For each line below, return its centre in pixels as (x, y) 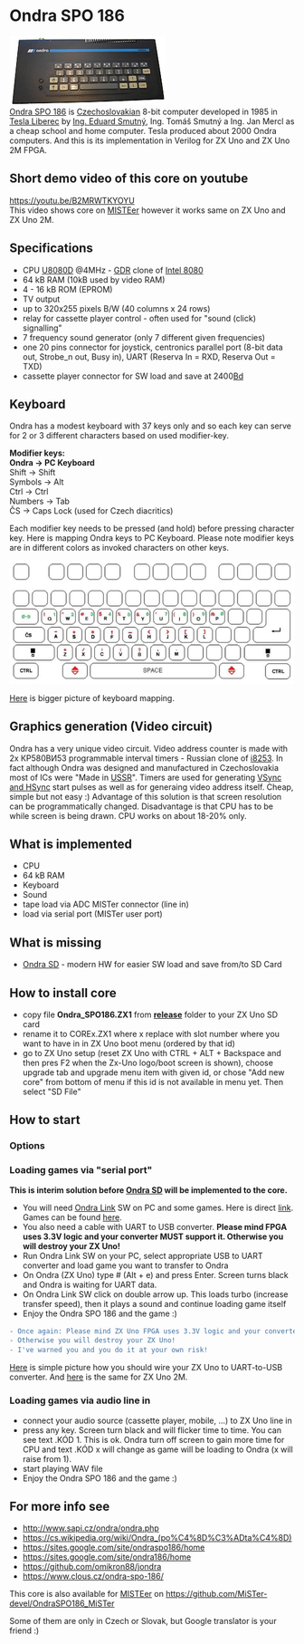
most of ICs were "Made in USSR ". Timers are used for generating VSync (146, 777)
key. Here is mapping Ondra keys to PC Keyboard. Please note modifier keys (152, 538)
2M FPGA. (28, 149)
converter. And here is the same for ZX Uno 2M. (99, 1377)
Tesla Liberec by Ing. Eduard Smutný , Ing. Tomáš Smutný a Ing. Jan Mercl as (152, 121)
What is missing (56, 942)
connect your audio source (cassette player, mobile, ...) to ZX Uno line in (157, 1420)
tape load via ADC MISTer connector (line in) (106, 904)
